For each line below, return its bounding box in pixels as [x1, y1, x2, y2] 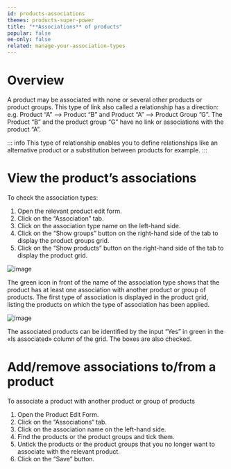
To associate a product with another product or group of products [7, 397, 196, 405]
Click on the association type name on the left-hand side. [17, 221, 181, 230]
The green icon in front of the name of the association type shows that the [7, 278, 220, 286]
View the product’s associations [7, 170, 197, 186]
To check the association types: [7, 193, 99, 202]
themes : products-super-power [7, 17, 95, 24]
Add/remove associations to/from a [7, 359, 216, 375]
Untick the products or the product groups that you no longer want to [17, 440, 215, 448]
